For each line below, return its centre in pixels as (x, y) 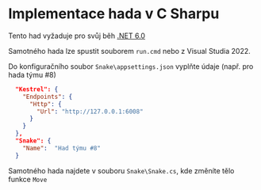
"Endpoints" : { (48, 97)
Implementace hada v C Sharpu (114, 14)
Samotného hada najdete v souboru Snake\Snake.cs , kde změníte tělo (121, 170)
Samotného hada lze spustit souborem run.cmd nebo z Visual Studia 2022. (130, 51)
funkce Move (28, 179)
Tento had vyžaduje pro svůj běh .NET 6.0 (77, 36)
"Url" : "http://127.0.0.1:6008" (90, 112)
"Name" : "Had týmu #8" (62, 148)
